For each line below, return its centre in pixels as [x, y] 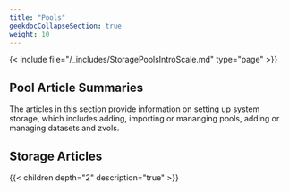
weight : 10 [30, 34]
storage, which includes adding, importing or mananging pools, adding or [144, 119]
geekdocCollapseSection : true [66, 26]
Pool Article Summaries [76, 87]
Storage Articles [56, 156]
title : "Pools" [38, 17]
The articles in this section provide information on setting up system [135, 109]
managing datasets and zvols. [64, 128]
